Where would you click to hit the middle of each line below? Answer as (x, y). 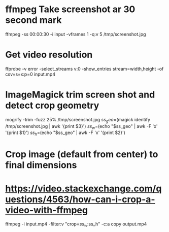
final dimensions (41, 165)
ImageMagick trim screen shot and (80, 95)
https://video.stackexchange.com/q (83, 188)
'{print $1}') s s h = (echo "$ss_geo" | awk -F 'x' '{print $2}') (65, 133)
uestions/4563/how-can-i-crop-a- (80, 199)
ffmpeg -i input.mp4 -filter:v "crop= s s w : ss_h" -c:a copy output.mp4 (76, 225)
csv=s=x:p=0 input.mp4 (30, 74)
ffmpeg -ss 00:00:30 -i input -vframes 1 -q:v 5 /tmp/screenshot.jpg (76, 34)
